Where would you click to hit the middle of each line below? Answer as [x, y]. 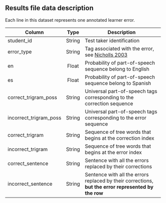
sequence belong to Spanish [118, 83]
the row [94, 193]
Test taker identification [112, 41]
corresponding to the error [116, 118]
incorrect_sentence [30, 184]
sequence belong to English [117, 69]
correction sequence [109, 103]
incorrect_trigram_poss [35, 118]
